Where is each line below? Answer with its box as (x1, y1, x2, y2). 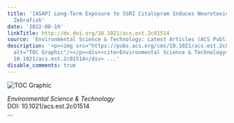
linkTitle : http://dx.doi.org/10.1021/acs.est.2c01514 (7, 29, 170, 37)
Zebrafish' (13, 17, 45, 24)
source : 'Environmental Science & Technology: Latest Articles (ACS (7, 36, 210, 43)
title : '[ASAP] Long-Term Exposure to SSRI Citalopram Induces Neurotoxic (7, 10, 229, 17)
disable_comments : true (7, 62, 77, 69)
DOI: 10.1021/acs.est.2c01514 (7, 101, 90, 110)
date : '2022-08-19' (7, 23, 64, 30)
